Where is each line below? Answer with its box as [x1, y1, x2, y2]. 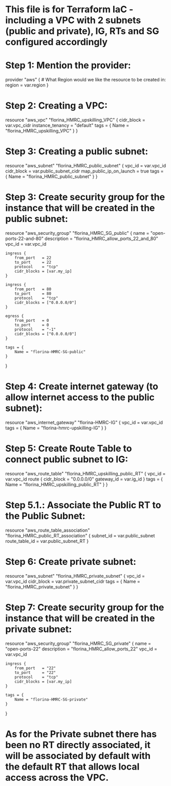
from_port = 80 [14, 287, 52, 292]
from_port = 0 [14, 318, 50, 323]
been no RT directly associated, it [5, 739, 151, 751]
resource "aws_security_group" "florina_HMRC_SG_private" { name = [5, 640, 151, 646]
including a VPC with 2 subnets [5, 14, 141, 26]
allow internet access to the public [5, 391, 155, 403]
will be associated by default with [5, 750, 151, 761]
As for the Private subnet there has [5, 728, 157, 740]
